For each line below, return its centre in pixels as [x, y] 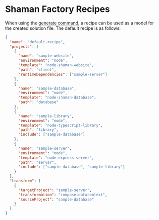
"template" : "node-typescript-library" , [60, 125]
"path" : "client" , [37, 70]
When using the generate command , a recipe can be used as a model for [80, 23]
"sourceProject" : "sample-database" [56, 199]
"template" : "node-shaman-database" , [57, 98]
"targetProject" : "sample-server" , [55, 190]
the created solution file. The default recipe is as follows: [63, 28]
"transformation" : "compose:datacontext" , [63, 195]
